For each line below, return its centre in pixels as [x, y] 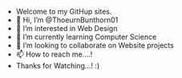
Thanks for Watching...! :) [58, 66]
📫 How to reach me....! [54, 54]
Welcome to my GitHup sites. [64, 12]
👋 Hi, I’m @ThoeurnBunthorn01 [67, 20]
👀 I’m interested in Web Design [67, 28]
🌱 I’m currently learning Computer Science [86, 37]
